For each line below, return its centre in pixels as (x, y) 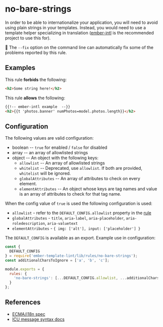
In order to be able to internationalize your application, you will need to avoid (81, 22)
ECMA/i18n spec (29, 314)
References (23, 302)
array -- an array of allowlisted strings (50, 153)
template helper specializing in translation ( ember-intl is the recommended (80, 33)
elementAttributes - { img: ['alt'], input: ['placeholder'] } (76, 228)
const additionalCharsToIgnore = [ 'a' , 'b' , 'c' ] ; (57, 260)
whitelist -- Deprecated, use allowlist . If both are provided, (81, 168)
